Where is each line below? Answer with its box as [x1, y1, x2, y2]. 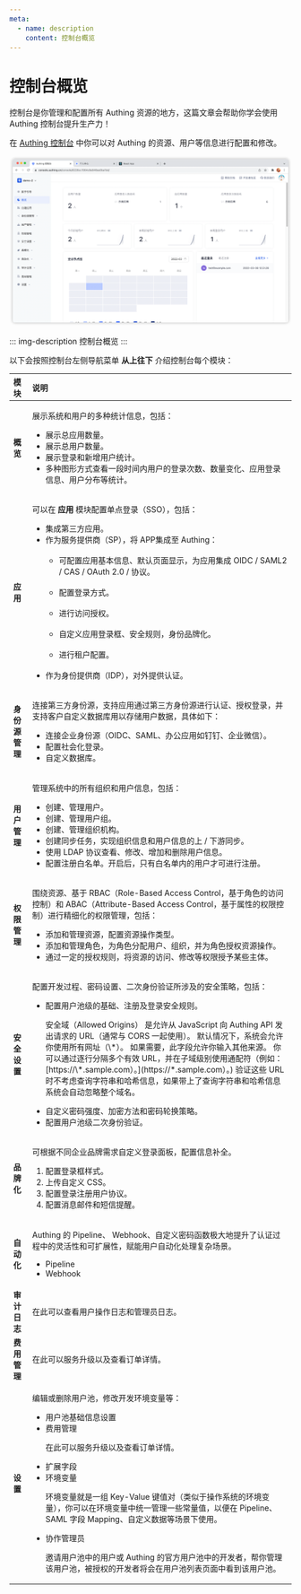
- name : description [17, 23, 94, 33]
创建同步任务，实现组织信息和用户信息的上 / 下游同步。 [45, 835, 249, 846]
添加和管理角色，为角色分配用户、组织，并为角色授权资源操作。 [45, 940, 281, 951]
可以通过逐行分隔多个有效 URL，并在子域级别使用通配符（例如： [45, 1053, 283, 1063]
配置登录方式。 [58, 588, 115, 597]
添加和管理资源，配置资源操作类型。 [45, 928, 179, 939]
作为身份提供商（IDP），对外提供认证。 [45, 670, 188, 681]
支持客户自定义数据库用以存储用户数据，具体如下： [31, 711, 221, 722]
